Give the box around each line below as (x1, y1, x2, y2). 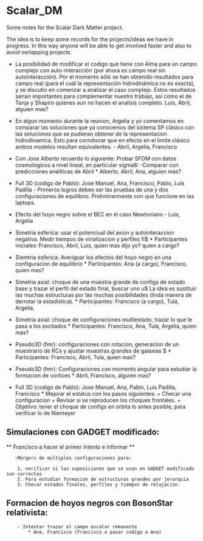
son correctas (6, 470, 43, 477)
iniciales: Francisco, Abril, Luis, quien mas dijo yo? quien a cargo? (15, 241, 180, 249)
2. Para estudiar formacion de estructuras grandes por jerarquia (17, 476, 189, 482)
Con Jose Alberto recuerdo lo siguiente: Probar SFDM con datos (15, 154, 177, 162)
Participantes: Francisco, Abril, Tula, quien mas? (15, 353, 136, 360)
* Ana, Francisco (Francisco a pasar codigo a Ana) (28, 529, 162, 535)
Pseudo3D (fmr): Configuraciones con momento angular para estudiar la (15, 365, 197, 373)
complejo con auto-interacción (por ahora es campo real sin (15, 66, 166, 74)
